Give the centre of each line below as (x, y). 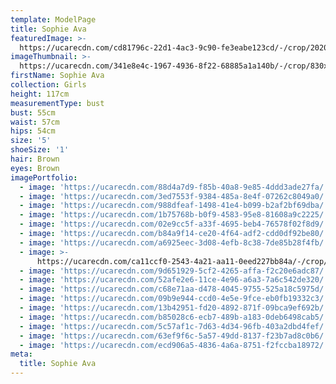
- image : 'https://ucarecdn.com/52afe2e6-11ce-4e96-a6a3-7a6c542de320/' (174, 280)
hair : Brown (35, 159)
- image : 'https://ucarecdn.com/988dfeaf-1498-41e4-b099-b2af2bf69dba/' (174, 206)
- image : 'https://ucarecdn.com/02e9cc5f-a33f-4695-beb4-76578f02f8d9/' (174, 224)
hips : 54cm (33, 131)
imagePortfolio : (44, 177)
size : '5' (31, 141)
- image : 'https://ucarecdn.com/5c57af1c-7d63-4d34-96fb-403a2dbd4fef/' (174, 326)
